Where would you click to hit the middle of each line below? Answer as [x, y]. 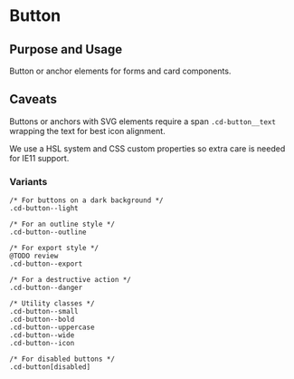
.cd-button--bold [42, 320]
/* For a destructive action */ [70, 280]
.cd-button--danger [46, 288]
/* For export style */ [54, 248]
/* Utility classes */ [52, 304]
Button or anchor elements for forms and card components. [120, 71]
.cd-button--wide [42, 335]
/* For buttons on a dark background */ [87, 200]
